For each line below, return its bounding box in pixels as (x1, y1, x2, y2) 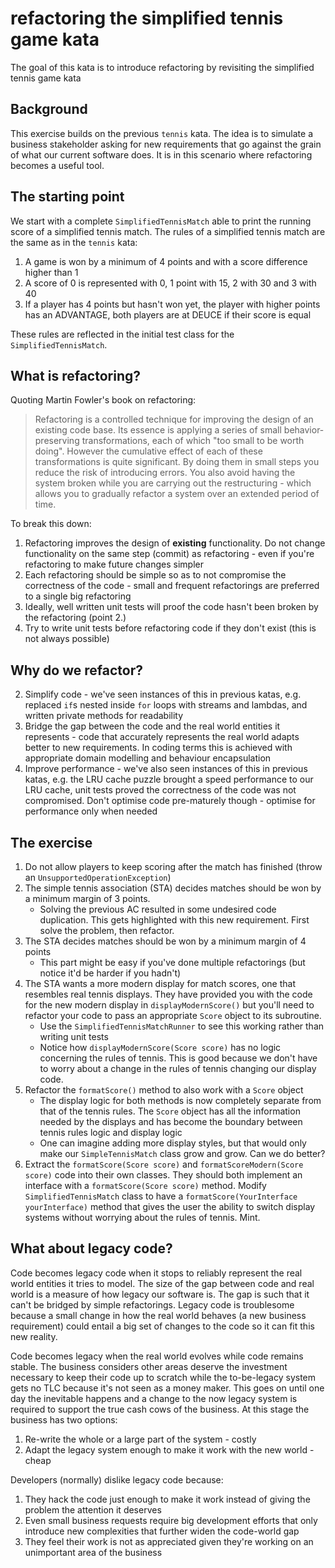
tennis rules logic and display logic (39, 1127, 183, 1138)
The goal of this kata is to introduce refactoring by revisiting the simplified (10, 61, 315, 73)
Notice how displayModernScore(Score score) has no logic (39, 1042, 282, 1053)
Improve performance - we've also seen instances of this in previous (24, 763, 308, 775)
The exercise (10, 834, 93, 851)
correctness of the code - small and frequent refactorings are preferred (24, 580, 320, 592)
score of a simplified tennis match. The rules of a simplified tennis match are (10, 225, 326, 237)
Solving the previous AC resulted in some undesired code (39, 903, 277, 915)
